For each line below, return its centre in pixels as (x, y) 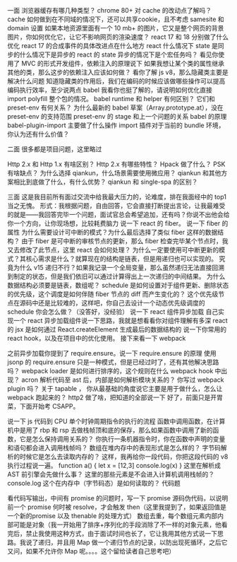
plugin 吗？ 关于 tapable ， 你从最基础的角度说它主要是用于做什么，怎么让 (115, 388)
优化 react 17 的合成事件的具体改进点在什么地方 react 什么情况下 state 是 (113, 46)
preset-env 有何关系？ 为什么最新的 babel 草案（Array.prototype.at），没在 (115, 107)
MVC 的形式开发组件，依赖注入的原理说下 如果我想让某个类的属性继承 (122, 63)
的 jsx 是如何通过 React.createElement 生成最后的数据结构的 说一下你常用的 (117, 329)
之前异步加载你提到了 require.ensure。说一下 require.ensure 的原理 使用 (112, 353)
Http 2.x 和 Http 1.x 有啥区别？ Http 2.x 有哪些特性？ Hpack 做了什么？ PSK (116, 164)
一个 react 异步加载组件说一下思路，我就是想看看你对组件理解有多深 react (120, 321)
